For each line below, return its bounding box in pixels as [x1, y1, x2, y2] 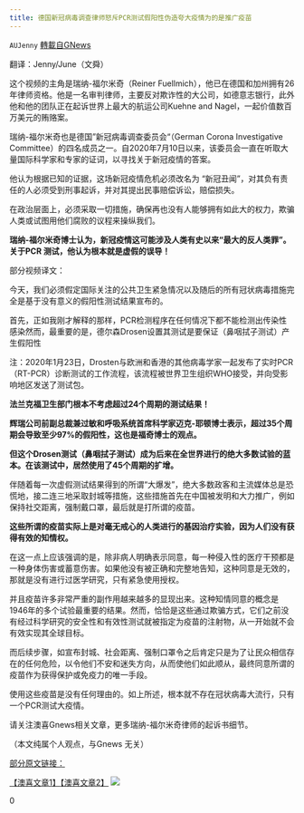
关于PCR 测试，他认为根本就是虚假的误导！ [9, 246, 170, 256]
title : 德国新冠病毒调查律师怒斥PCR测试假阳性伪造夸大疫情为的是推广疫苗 [9, 13, 252, 23]
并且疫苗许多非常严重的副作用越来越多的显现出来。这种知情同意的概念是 [9, 593, 279, 604]
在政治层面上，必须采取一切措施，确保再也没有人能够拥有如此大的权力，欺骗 [9, 203, 295, 214]
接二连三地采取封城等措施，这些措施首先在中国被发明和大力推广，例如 [33, 490, 295, 501]
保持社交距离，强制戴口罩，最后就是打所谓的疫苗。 [9, 501, 200, 512]
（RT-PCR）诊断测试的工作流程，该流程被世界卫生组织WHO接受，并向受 [9, 368, 280, 379]
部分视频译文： [9, 265, 65, 276]
